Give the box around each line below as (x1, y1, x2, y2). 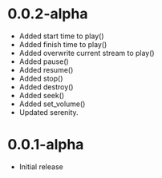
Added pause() (18, 57, 69, 66)
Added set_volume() (18, 99, 86, 109)
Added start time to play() (18, 31, 104, 41)
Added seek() (18, 90, 65, 100)
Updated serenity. (18, 107, 79, 117)
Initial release (18, 161, 63, 172)
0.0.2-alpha (7, 5, 88, 23)
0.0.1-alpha (7, 136, 84, 154)
